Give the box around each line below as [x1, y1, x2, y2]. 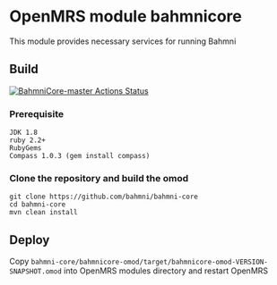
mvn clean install [9, 208, 78, 217]
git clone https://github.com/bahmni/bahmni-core [9, 192, 199, 202]
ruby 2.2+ [9, 136, 47, 145]
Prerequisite [9, 107, 65, 120]
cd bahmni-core [9, 200, 66, 209]
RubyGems [9, 144, 42, 153]
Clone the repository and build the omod [9, 172, 189, 184]
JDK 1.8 [9, 128, 39, 138]
